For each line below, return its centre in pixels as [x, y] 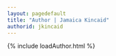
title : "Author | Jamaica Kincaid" [58, 20]
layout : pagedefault [37, 13]
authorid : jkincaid [35, 26]
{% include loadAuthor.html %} [51, 46]
